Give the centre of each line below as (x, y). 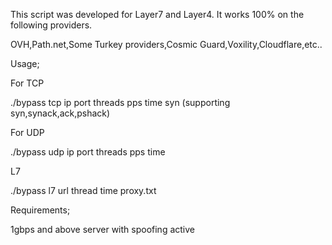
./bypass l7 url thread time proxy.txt (83, 190)
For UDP (27, 132)
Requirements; (40, 210)
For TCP (27, 83)
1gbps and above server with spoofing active (102, 229)
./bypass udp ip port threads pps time (88, 152)
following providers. (51, 25)
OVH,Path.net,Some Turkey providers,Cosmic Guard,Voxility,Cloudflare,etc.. (166, 44)
